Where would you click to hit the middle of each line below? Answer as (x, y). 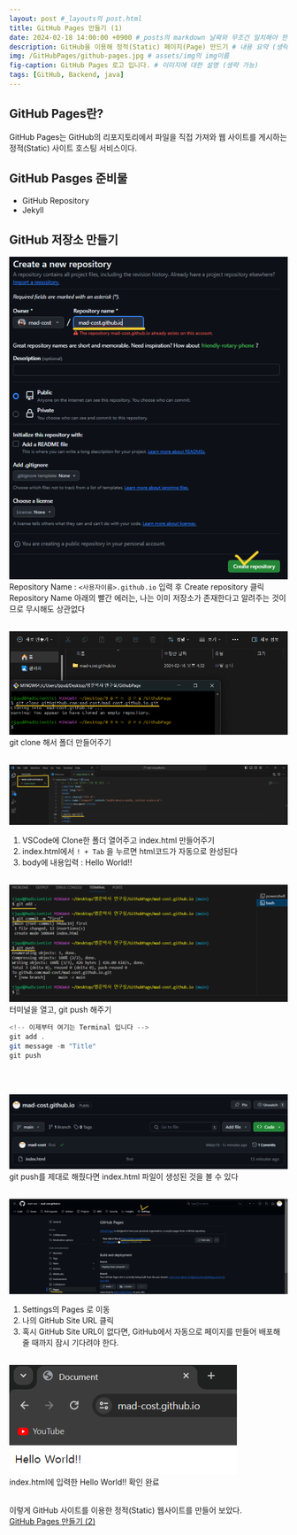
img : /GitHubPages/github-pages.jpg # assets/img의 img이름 (119, 56)
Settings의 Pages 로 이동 (66, 1309)
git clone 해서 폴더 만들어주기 (61, 743)
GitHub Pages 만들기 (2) (52, 1522)
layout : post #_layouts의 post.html (76, 19)
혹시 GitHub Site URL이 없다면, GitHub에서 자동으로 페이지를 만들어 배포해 (151, 1331)
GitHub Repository (56, 200)
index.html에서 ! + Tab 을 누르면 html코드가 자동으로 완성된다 (130, 851)
